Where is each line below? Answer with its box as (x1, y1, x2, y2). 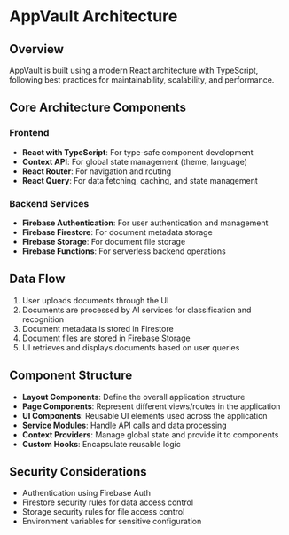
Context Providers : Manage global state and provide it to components (21, 429, 279, 440)
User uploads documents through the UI (21, 295, 169, 305)
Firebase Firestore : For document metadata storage (21, 226, 213, 237)
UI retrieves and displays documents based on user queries (21, 342, 240, 352)
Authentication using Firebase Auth (21, 488, 152, 499)
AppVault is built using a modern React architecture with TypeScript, (9, 65, 259, 75)
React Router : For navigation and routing (21, 166, 172, 177)
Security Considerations (9, 464, 148, 479)
